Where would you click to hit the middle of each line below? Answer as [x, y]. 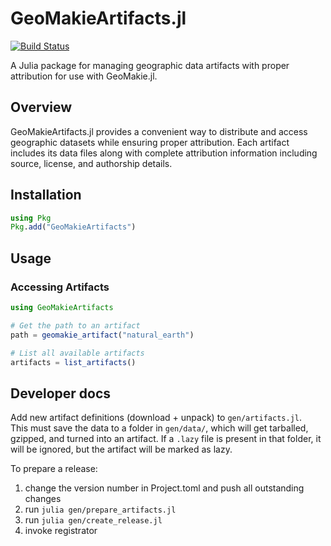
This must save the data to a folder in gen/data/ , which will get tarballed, [159, 428]
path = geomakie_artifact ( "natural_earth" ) [102, 335]
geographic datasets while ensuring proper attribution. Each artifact [150, 142]
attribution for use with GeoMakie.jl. [84, 76]
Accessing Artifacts [60, 287]
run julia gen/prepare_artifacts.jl [100, 509]
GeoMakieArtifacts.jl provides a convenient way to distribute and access [159, 131]
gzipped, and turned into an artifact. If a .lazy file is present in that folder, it [166, 439]
